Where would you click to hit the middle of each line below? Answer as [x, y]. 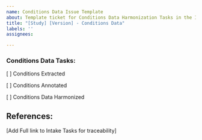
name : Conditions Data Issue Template [55, 12]
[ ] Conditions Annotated [37, 86]
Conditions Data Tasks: [41, 61]
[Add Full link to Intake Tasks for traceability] [62, 131]
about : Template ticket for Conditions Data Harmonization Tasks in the [99, 17]
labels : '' [20, 29]
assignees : [20, 34]
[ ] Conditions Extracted [36, 74]
